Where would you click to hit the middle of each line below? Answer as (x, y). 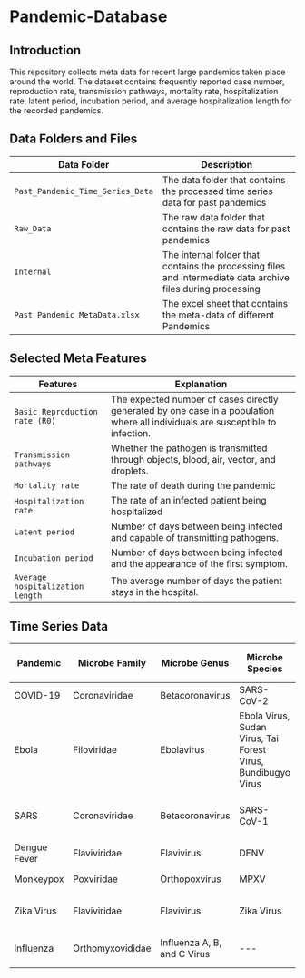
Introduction (45, 50)
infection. (131, 433)
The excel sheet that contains (225, 303)
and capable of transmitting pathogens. (195, 537)
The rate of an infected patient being (188, 500)
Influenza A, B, (191, 943)
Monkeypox (39, 879)
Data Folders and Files (74, 139)
